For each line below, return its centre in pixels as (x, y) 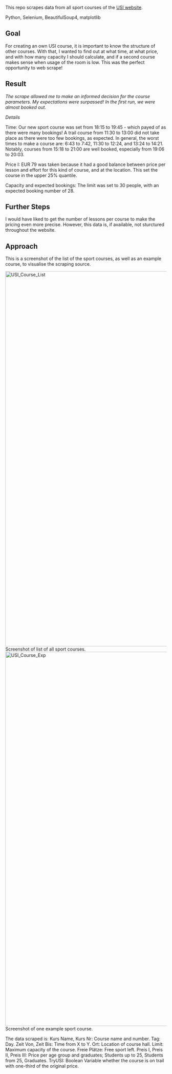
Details (13, 117)
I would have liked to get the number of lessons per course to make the (80, 219)
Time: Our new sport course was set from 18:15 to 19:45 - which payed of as (86, 127)
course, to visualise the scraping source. (48, 264)
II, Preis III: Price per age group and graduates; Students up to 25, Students (84, 1055)
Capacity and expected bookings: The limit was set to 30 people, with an (82, 185)
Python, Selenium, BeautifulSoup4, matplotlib (53, 17)
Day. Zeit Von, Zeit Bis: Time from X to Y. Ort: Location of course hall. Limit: (84, 1044)
